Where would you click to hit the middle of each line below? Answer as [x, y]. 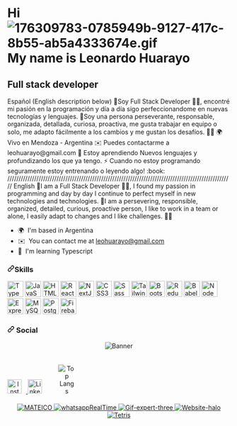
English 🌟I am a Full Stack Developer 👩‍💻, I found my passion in [105, 186]
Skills [24, 269]
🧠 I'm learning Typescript [55, 251]
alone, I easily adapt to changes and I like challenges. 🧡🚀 [90, 216]
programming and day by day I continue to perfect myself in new [102, 194]
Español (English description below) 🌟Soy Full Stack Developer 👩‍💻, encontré [118, 101]
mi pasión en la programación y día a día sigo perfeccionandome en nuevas [118, 109]
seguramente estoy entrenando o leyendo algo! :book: [86, 171]
